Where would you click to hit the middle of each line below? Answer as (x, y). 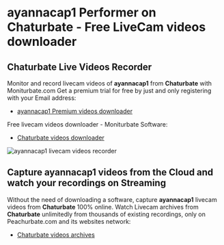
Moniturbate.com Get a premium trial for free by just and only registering (109, 91)
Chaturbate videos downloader (60, 138)
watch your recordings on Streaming (86, 183)
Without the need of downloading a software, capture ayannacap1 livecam (112, 199)
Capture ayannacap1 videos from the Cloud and (110, 172)
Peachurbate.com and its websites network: (69, 221)
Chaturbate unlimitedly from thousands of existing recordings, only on (107, 214)
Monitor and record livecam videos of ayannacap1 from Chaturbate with (110, 83)
